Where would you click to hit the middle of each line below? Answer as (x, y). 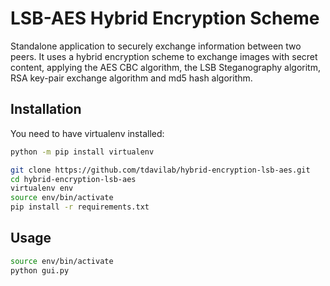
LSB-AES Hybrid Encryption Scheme (165, 18)
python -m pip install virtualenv (82, 152)
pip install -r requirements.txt (80, 207)
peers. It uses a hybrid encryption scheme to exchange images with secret (164, 56)
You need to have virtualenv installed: (87, 133)
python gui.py (40, 270)
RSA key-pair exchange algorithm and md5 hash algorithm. (131, 78)
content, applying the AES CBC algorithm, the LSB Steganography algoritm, (165, 67)
